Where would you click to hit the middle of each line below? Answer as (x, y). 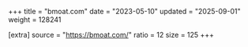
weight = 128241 (35, 20)
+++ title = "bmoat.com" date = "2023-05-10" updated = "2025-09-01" (124, 11)
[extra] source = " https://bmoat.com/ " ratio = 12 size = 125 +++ (111, 35)
